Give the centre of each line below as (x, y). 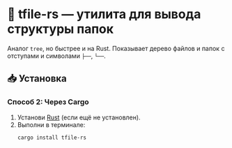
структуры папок (60, 29)
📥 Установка (37, 79)
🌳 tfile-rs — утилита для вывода (104, 14)
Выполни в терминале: (51, 124)
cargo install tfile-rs (52, 138)
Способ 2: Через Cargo (48, 102)
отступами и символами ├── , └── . (56, 56)
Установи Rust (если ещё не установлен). (79, 117)
